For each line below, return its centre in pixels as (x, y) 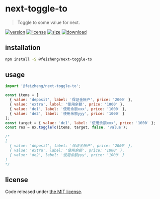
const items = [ (22, 95)
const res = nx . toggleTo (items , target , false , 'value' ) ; (66, 127)
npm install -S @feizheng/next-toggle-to (49, 59)
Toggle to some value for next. (49, 22)
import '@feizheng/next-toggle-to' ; (43, 86)
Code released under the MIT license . (44, 192)
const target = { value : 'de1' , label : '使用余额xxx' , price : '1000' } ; (80, 123)
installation (23, 48)
